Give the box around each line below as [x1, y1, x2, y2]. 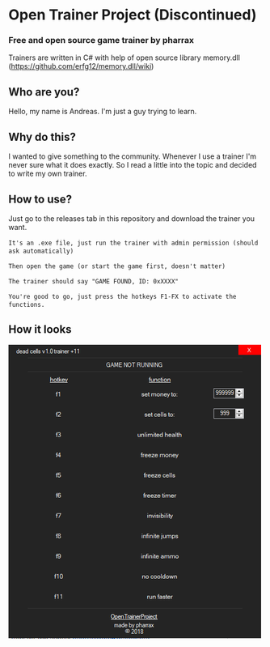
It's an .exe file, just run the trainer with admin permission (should [8, 239, 259, 247]
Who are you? [8, 85, 80, 99]
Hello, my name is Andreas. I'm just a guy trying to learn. [8, 107, 197, 117]
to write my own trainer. [8, 168, 87, 179]
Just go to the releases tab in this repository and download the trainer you [8, 213, 255, 223]
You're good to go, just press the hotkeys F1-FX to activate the [8, 292, 237, 300]
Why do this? [8, 130, 77, 143]
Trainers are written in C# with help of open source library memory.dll [8, 53, 241, 62]
